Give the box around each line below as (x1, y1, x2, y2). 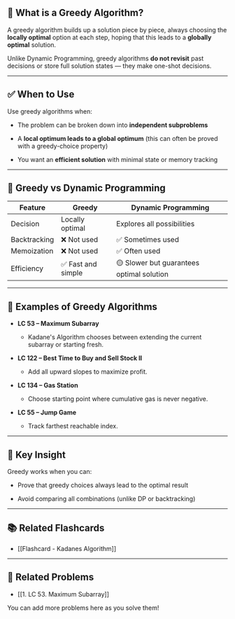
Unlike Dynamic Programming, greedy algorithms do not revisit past (7, 54, 204, 62)
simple (60, 268, 83, 278)
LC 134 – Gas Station (17, 381, 78, 390)
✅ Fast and (60, 259, 97, 268)
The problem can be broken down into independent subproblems (17, 121, 208, 129)
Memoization (10, 246, 54, 256)
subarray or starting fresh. (27, 341, 104, 349)
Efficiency (10, 264, 44, 273)
